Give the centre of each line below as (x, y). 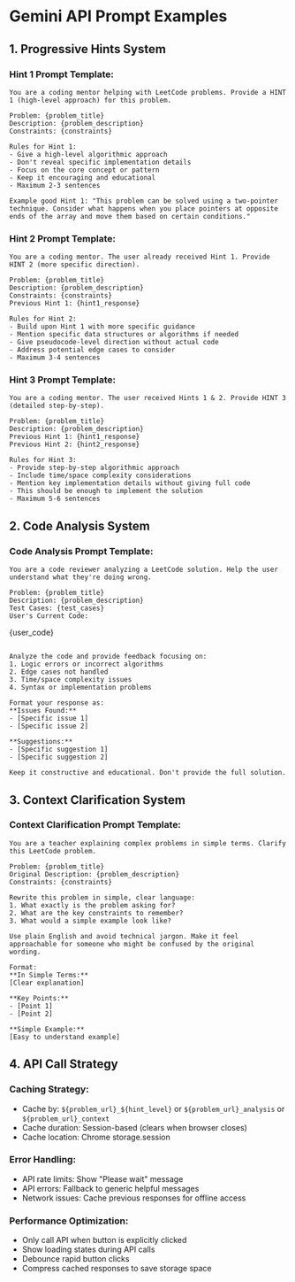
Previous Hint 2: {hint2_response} (75, 444)
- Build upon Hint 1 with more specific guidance (102, 327)
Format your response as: (57, 703)
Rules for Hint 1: (43, 147)
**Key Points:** (39, 998)
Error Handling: (43, 1160)
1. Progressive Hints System (87, 49)
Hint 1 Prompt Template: (62, 74)
